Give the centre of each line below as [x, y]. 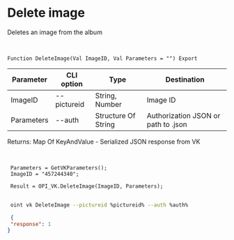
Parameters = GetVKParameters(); [59, 168]
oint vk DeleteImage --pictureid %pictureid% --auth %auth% [99, 205]
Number [108, 104]
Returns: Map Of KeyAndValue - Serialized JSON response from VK [104, 142]
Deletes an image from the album [55, 32]
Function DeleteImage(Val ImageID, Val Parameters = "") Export [102, 58]
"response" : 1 [31, 224]
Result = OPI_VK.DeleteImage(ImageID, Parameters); [87, 186]
